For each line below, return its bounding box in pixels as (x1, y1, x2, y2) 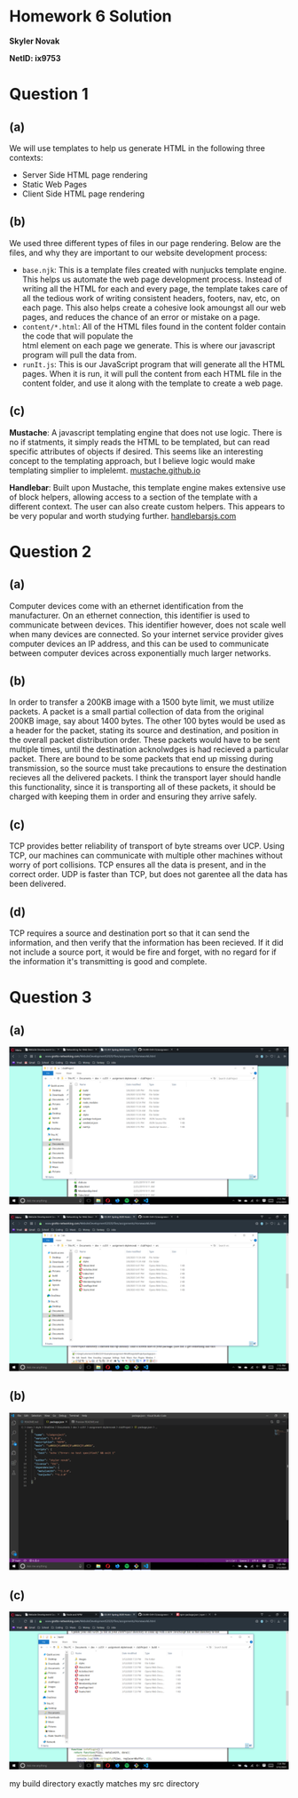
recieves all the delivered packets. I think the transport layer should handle (9, 772, 281, 783)
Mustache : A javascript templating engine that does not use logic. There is (9, 427, 282, 437)
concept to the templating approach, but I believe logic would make (9, 455, 255, 466)
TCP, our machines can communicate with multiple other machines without (9, 851, 284, 861)
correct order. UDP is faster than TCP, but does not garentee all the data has (9, 869, 288, 880)
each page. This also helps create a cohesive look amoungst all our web (21, 302, 286, 313)
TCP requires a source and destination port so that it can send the (9, 928, 250, 939)
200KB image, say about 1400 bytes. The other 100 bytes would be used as (9, 715, 286, 726)
